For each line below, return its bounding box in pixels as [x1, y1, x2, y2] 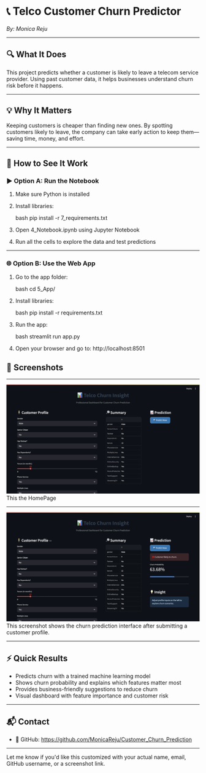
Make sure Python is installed [15, 190, 90, 198]
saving [6, 134, 23, 142]
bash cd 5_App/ [15, 285, 56, 292]
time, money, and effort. [24, 134, 85, 142]
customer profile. [6, 629, 50, 636]
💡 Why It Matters [6, 106, 72, 116]
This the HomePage [6, 494, 56, 502]
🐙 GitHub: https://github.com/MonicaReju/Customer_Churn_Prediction [15, 736, 192, 743]
